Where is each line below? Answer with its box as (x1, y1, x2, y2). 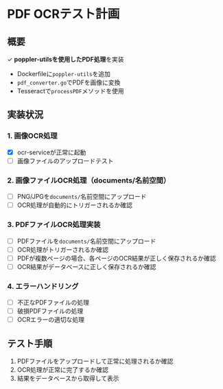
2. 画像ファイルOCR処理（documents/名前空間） (7, 176, 171, 185)
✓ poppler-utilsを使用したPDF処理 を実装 (7, 56, 124, 63)
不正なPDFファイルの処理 (16, 298, 90, 307)
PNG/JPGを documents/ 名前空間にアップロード (16, 193, 147, 201)
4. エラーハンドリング (7, 281, 79, 291)
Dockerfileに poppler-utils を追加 (16, 70, 111, 78)
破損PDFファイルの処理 (16, 307, 84, 316)
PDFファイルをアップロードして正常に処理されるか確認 (16, 357, 174, 366)
